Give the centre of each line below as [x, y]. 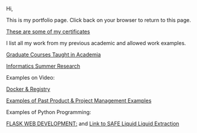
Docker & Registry [28, 89]
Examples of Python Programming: [49, 112]
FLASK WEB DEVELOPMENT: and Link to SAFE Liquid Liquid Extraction [93, 123]
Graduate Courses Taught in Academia [53, 55]
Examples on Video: [31, 77]
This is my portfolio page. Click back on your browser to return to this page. [99, 20]
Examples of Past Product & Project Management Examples [79, 101]
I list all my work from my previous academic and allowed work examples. [96, 43]
